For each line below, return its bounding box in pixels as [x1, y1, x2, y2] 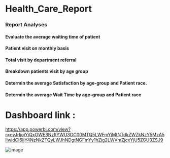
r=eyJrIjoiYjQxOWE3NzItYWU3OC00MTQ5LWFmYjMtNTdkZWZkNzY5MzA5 [5, 131, 165, 137]
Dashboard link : [5, 109, 76, 121]
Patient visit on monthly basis [5, 45, 70, 51]
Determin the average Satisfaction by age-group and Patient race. [5, 80, 147, 86]
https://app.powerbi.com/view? [5, 126, 71, 132]
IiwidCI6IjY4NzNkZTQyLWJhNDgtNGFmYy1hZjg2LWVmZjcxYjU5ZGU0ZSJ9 [5, 137, 163, 143]
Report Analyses [5, 21, 47, 28]
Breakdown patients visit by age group [5, 68, 88, 74]
